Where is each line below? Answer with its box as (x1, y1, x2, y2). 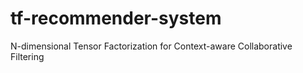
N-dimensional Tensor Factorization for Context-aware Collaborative (10, 40, 293, 52)
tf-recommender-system (10, 7, 222, 30)
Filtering (10, 50, 45, 62)
